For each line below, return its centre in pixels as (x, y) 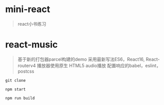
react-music (32, 45)
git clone (16, 80)
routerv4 (27, 65)
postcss (26, 71)
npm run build (20, 98)
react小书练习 (32, 24)
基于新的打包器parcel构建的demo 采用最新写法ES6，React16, (81, 59)
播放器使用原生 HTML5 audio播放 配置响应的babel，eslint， (99, 65)
